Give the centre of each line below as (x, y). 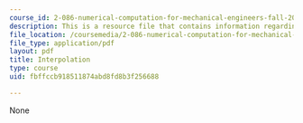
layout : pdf (32, 52)
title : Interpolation (50, 60)
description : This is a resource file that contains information (134, 26)
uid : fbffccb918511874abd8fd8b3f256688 (84, 77)
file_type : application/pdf (62, 43)
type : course (34, 69)
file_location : (38, 34)
